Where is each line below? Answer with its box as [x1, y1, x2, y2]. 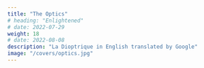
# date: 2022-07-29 [7, 23, 65, 30]
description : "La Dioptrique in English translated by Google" [7, 43, 198, 50]
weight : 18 [7, 30, 40, 38]
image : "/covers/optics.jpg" [7, 50, 93, 57]
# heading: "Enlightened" [7, 17, 84, 24]
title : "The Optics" [7, 10, 69, 18]
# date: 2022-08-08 [7, 37, 65, 44]
